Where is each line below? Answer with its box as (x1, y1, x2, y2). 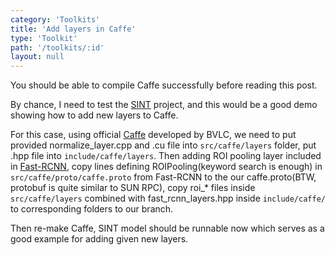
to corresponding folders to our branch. (10, 203, 174, 215)
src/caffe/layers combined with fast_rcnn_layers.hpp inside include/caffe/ (10, 192, 326, 205)
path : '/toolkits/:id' (10, 42, 105, 53)
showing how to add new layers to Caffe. (10, 109, 179, 121)
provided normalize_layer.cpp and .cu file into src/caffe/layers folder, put (10, 139, 317, 151)
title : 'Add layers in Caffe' (10, 24, 137, 34)
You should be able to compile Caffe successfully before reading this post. (10, 79, 318, 91)
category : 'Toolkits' (10, 14, 101, 25)
